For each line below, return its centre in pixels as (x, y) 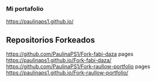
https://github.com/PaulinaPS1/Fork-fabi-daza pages (70, 54)
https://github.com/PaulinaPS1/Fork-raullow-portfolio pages (78, 67)
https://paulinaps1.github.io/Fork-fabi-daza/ (59, 60)
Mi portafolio (25, 9)
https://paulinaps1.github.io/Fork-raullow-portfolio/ (67, 73)
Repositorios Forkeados (50, 40)
